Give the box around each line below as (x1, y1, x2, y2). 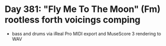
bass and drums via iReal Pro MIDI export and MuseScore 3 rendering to (11, 30, 161, 36)
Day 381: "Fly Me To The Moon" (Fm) (4, 3, 161, 15)
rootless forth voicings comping (4, 14, 140, 25)
